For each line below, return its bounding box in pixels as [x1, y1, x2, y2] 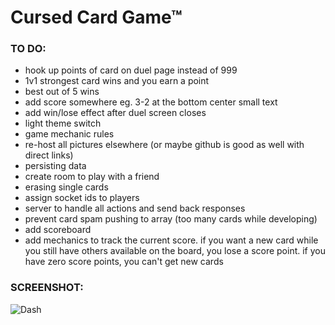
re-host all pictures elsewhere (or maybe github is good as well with [24, 139, 305, 151]
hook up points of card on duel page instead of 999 [24, 64, 238, 76]
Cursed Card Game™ [10, 6, 183, 29]
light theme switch [24, 117, 102, 130]
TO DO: [10, 42, 47, 56]
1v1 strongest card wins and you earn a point [24, 75, 210, 87]
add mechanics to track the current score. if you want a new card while [24, 234, 319, 246]
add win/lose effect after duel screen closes [24, 107, 207, 119]
